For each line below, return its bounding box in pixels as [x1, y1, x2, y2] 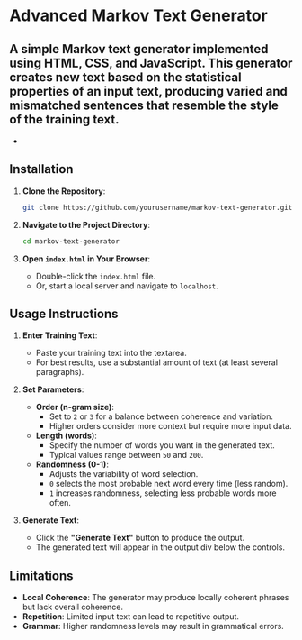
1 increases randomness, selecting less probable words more [49, 488, 277, 498]
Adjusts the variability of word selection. [49, 469, 199, 480]
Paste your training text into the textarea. [35, 348, 187, 359]
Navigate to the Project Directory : [22, 219, 151, 230]
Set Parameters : [22, 384, 84, 395]
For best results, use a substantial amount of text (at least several [35, 357, 279, 368]
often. [49, 498, 72, 508]
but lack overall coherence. [22, 601, 124, 613]
